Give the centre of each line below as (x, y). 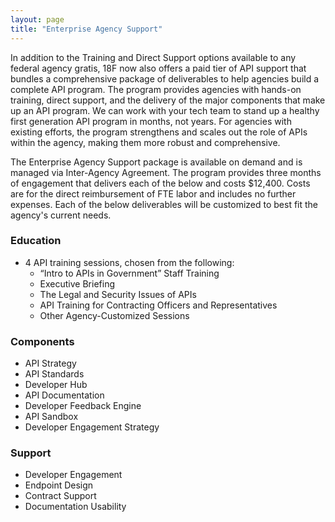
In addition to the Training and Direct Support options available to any (153, 57)
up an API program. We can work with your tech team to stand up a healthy (165, 110)
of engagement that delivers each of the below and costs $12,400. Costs (160, 183)
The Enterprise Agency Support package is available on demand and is (156, 162)
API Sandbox (51, 417)
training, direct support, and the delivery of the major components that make (168, 100)
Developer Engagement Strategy (92, 427)
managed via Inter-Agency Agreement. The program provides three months (166, 172)
